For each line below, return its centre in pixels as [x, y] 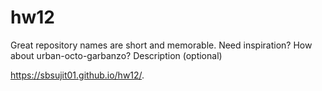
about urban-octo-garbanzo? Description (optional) [116, 55]
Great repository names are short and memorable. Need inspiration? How [161, 45]
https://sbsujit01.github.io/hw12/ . [77, 75]
